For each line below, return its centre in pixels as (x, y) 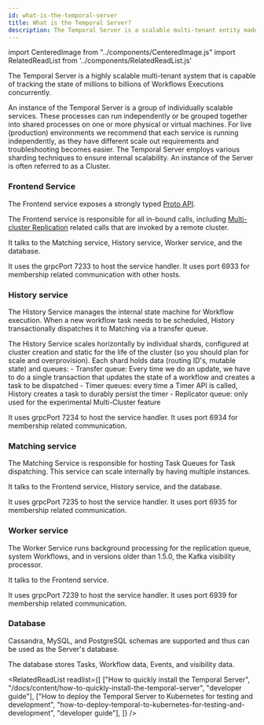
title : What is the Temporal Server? (70, 23)
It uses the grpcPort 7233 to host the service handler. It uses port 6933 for (129, 266)
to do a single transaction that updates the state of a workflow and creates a (132, 377)
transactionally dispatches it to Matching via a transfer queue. (108, 328)
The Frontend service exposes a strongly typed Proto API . (102, 203)
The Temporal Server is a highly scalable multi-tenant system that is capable (132, 76)
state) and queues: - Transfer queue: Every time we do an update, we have (129, 368)
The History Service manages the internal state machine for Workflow (121, 312)
